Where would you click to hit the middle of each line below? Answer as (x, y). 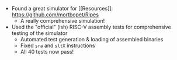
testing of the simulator (39, 33)
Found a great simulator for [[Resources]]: (62, 8)
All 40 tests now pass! (47, 52)
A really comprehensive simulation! (63, 21)
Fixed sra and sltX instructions (58, 45)
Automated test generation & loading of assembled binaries (92, 39)
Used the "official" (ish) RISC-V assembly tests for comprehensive (91, 27)
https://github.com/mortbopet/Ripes (55, 15)
